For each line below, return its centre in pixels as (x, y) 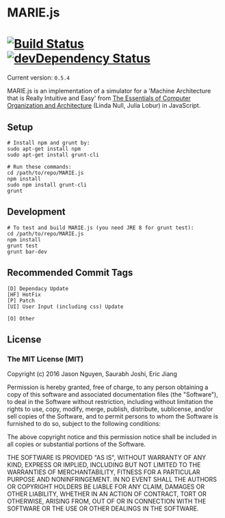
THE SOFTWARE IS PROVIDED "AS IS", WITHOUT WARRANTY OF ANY (107, 458)
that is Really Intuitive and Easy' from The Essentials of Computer (99, 98)
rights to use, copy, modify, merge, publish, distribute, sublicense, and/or (110, 409)
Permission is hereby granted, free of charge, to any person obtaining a (108, 387)
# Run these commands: (39, 167)
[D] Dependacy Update (38, 289)
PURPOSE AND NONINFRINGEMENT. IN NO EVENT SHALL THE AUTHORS (112, 480)
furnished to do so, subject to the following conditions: (84, 424)
